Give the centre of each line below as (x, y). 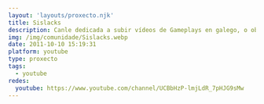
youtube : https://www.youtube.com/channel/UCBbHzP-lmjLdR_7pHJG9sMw (130, 88)
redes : (19, 81)
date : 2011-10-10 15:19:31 (52, 45)
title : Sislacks (35, 23)
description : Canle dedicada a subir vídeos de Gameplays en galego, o (128, 30)
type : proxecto (33, 59)
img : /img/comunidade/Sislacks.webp (68, 37)
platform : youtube (38, 52)
